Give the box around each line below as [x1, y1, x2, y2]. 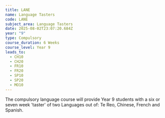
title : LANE [5, 7, 30, 13]
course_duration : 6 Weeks [5, 40, 59, 45]
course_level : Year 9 [5, 45, 51, 50]
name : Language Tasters [5, 12, 55, 17]
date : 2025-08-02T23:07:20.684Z [5, 26, 73, 31]
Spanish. [5, 107, 24, 113]
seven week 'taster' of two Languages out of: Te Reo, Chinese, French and [5, 101, 160, 107]
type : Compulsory [5, 36, 42, 41]
